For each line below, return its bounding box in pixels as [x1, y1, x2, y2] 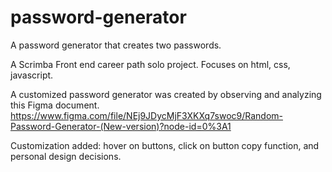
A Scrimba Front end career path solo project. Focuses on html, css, [10, 58, 291, 70]
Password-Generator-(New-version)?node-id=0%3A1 [10, 120, 232, 132]
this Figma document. [10, 99, 100, 111]
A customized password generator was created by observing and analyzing [10, 88, 322, 100]
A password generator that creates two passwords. [10, 39, 222, 51]
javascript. [10, 69, 54, 81]
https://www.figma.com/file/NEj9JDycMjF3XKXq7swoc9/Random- [10, 109, 283, 121]
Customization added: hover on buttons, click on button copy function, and [10, 139, 320, 151]
